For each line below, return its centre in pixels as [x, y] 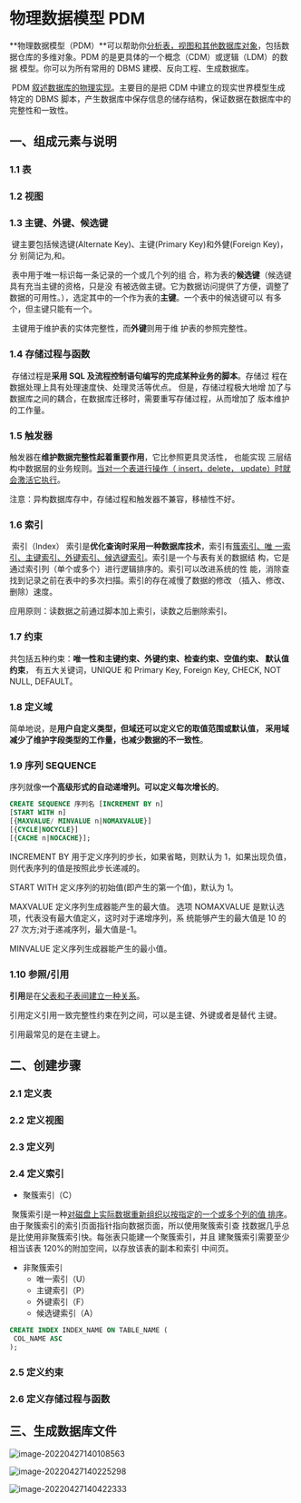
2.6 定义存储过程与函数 [60, 1399]
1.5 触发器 [31, 435]
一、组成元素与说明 [63, 142]
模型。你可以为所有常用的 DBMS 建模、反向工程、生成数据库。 [136, 68]
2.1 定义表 [31, 1093]
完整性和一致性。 [41, 110]
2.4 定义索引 [37, 1174]
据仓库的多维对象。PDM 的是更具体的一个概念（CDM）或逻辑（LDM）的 [145, 56]
